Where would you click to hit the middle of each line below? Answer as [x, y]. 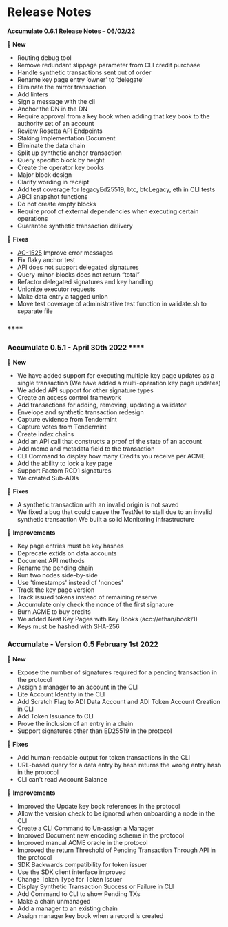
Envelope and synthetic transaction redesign [80, 412]
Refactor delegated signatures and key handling [85, 281]
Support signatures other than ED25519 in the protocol [94, 731]
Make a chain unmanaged [54, 902]
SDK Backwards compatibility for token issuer [82, 865]
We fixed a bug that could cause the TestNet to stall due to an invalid [115, 512]
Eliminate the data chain [51, 145]
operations [32, 218]
